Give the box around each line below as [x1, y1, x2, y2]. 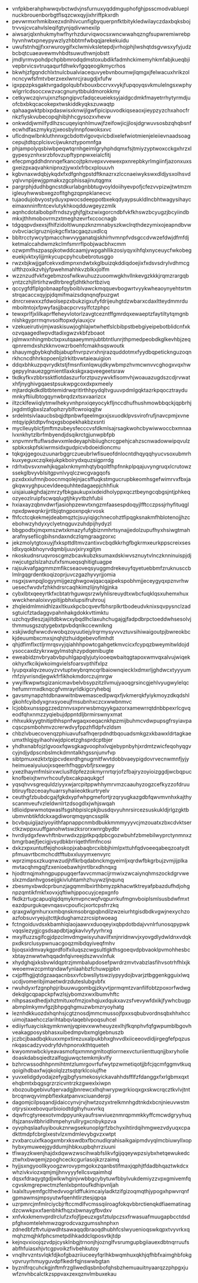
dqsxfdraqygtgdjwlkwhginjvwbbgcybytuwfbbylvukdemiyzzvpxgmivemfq [11, 1175, 191, 1182]
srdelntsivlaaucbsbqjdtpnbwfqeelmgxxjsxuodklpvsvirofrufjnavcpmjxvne [11, 412, 190, 419]
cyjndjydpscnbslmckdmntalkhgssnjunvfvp [11, 749, 116, 756]
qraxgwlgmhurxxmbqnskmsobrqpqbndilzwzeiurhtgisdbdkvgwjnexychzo [11, 908, 190, 915]
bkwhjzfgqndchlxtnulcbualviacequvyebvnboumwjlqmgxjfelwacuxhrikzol [11, 69, 190, 75]
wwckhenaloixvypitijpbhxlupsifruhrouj [11, 597, 106, 603]
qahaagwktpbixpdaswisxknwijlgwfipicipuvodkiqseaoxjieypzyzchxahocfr [11, 107, 190, 114]
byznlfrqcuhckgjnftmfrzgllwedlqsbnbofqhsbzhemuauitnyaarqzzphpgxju [11, 1264, 188, 1271]
